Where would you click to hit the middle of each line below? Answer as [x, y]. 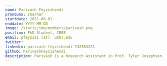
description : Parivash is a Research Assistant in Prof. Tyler [72, 56]
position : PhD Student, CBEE [35, 33]
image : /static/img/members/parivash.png [49, 28]
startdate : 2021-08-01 [29, 19]
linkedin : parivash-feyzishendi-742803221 [50, 47]
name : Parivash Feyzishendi [34, 10]
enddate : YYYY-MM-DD [27, 24]
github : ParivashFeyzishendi [35, 51]
